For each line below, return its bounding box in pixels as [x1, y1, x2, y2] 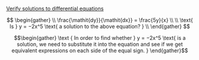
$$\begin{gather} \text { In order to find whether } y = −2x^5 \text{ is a [14, 34, 186, 41]
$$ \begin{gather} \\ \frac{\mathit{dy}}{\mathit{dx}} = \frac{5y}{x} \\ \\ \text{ [7, 17, 193, 23]
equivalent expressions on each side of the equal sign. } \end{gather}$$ [11, 47, 188, 54]
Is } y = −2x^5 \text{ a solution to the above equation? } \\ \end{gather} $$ [10, 23, 190, 30]
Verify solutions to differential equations [6, 5, 104, 12]
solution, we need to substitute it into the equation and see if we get [17, 41, 183, 48]
